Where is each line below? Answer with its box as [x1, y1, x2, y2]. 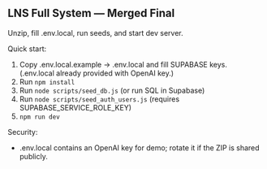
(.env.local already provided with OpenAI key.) [19, 68, 174, 78]
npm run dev [19, 113, 60, 121]
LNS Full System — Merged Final [7, 6, 175, 20]
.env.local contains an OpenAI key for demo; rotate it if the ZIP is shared [19, 142, 261, 153]
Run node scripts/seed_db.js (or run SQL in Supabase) [19, 85, 205, 95]
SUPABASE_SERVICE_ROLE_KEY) [19, 102, 131, 112]
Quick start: [7, 44, 46, 54]
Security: [7, 127, 38, 136]
